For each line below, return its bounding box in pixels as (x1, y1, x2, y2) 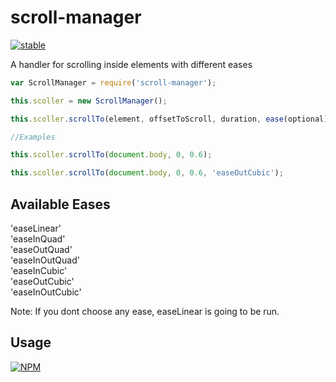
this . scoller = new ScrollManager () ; (10, 96, 168, 106)
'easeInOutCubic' (10, 286, 82, 298)
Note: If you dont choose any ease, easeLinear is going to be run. (10, 306, 280, 317)
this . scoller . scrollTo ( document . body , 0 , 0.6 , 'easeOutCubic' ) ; (10, 168, 284, 178)
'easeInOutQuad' (10, 254, 80, 266)
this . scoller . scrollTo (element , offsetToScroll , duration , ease (10, 114, 284, 124)
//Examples (10, 132, 56, 142)
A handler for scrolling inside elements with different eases (10, 58, 253, 70)
